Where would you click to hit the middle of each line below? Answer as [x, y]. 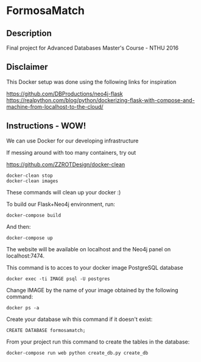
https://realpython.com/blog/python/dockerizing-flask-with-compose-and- [100, 100]
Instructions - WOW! [46, 126]
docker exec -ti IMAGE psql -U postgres [58, 279]
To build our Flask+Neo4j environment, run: [61, 204]
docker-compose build [34, 215]
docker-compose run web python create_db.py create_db [77, 353]
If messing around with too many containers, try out [71, 152]
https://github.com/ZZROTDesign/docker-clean [66, 164]
